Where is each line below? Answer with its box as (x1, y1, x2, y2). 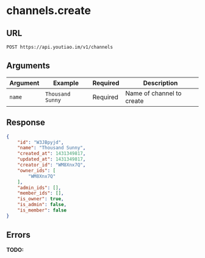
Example (52, 79, 79, 87)
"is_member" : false (17, 207, 67, 213)
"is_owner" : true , (17, 196, 64, 202)
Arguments (6, 60, 51, 71)
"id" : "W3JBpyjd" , (17, 139, 64, 145)
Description (143, 79, 178, 87)
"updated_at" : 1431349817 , (17, 156, 86, 162)
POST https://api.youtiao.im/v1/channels (6, 44, 113, 50)
